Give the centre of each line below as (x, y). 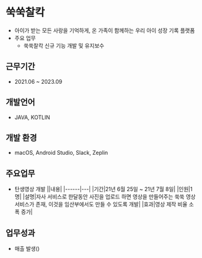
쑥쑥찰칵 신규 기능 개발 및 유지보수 (64, 46)
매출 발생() (27, 249)
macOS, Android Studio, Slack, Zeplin (61, 153)
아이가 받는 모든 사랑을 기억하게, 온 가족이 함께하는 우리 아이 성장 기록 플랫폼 (105, 30)
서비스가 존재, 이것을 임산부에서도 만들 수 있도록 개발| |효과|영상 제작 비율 (101, 205)
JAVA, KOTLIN (32, 117)
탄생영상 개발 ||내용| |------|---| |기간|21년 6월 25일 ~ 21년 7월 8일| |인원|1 (103, 189)
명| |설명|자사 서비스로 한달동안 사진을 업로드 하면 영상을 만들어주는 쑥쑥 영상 (105, 197)
